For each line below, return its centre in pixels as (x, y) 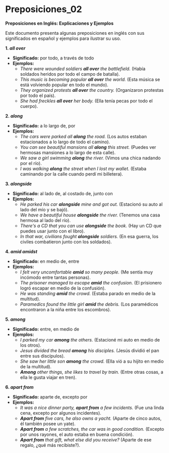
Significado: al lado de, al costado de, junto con (63, 193)
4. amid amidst (21, 251)
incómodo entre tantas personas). (55, 277)
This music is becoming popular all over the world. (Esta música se (90, 79)
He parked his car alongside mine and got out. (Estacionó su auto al (91, 204)
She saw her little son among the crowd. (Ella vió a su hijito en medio (92, 361)
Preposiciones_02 (44, 9)
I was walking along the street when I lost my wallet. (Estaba (83, 168)
